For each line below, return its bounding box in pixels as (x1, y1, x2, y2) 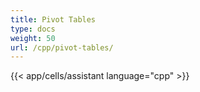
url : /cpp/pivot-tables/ (10, 42, 114, 53)
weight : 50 (10, 33, 56, 43)
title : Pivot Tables (10, 14, 97, 25)
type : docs (10, 24, 56, 34)
